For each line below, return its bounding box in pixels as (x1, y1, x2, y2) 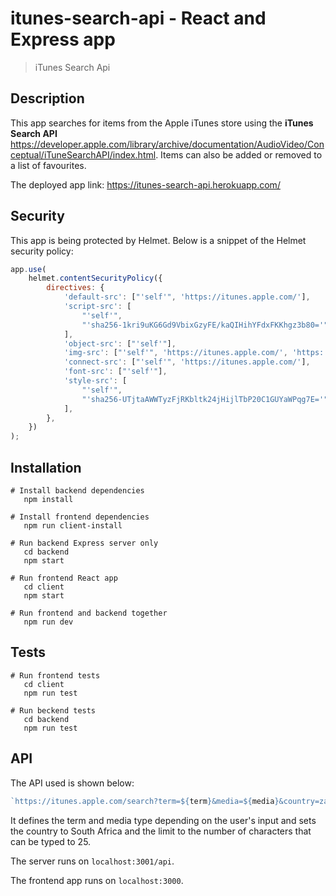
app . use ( (10, 264, 47, 274)
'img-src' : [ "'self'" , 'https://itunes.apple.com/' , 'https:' (63, 348, 329, 358)
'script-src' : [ (63, 302, 132, 312)
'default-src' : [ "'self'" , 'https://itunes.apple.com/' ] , (63, 292, 311, 302)
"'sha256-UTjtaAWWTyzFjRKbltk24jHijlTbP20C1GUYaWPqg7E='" (81, 394, 329, 404)
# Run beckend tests (10, 705, 97, 716)
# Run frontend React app (10, 573, 118, 583)
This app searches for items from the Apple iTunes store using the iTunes (10, 117, 314, 129)
